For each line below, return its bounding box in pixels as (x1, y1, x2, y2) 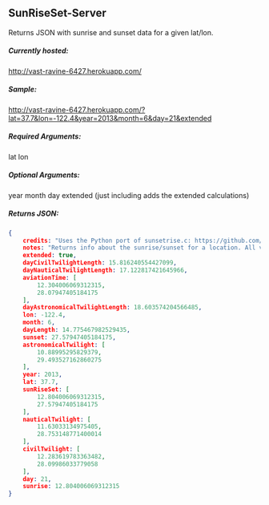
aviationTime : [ (22, 273, 78, 281)
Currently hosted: (8, 46, 69, 55)
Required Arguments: (8, 131, 82, 141)
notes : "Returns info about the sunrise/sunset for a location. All (22, 244, 256, 252)
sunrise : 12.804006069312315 (22, 483, 120, 491)
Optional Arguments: (8, 170, 80, 180)
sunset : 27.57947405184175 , (22, 333, 116, 341)
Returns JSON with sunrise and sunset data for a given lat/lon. (8, 27, 214, 37)
